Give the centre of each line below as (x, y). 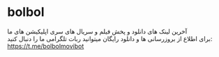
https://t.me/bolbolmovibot (46, 46)
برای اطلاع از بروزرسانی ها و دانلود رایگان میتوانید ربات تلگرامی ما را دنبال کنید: (110, 38)
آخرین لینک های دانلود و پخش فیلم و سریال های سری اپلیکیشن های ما (97, 31)
